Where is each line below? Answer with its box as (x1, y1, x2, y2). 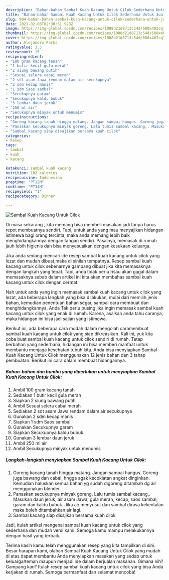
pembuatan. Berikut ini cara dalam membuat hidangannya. (6, 357, 126, 363)
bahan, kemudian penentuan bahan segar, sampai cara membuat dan (6, 300, 149, 306)
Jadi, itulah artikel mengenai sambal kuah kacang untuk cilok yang (6, 522, 143, 528)
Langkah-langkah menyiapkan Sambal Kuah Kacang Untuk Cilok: (6, 457, 146, 463)
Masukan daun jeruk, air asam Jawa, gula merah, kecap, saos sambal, (13, 496, 158, 502)
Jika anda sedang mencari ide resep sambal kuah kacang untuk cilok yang (6, 252, 160, 258)
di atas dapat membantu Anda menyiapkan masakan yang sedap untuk (6, 553, 152, 559)
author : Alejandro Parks (6, 40, 58, 45)
